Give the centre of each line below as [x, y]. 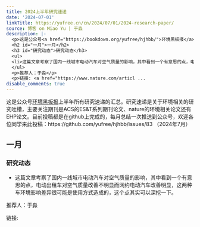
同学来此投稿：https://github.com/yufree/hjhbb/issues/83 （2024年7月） [101, 124]
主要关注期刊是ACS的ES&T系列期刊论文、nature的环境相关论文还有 [109, 109]
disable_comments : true [36, 84]
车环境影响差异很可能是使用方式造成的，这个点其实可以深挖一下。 [96, 192]
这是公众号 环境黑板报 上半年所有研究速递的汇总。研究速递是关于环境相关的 [97, 102]
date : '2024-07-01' [30, 17]
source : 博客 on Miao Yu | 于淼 [45, 28]
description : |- [26, 34]
